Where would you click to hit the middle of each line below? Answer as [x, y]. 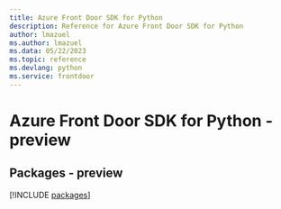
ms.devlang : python [46, 68]
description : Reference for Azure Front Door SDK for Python [127, 26]
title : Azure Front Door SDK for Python [86, 18]
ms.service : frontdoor [52, 77]
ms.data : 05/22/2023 [48, 51]
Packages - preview [66, 173]
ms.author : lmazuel [46, 43]
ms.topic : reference [48, 59]
